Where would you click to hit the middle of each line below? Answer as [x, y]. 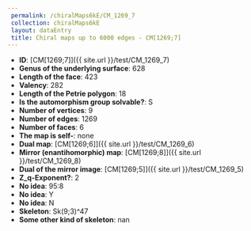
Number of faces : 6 [51, 127]
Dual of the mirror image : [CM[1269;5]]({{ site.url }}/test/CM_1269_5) [131, 169]
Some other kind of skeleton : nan [74, 220]
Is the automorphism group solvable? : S [86, 102]
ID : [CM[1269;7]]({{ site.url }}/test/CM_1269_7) [94, 60]
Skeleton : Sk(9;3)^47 [53, 211]
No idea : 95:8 [41, 186]
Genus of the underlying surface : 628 [82, 69]
